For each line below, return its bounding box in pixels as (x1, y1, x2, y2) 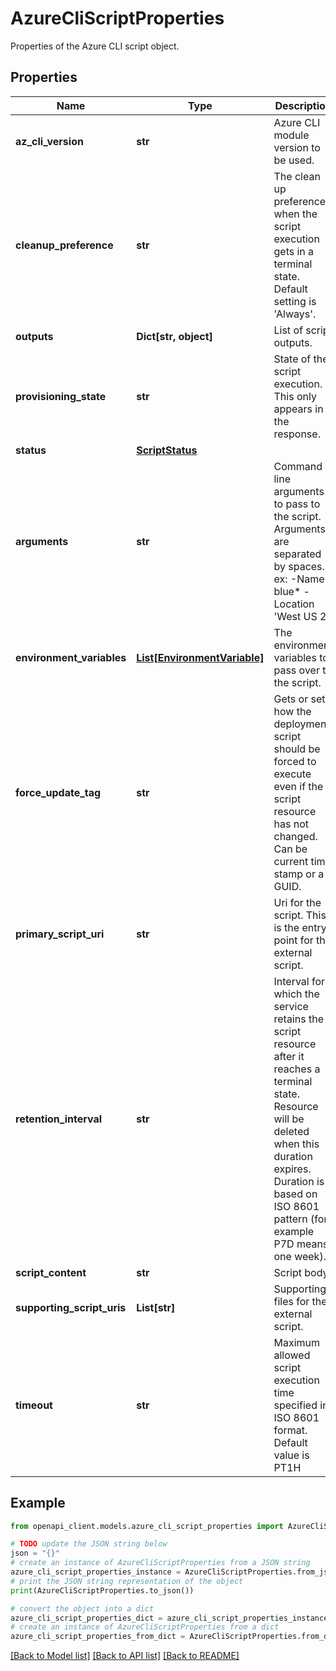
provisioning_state (15, 389, 107, 403)
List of (273, 323, 303, 337)
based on (273, 1187, 318, 1201)
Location (273, 597, 315, 611)
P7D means (273, 1237, 329, 1251)
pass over (273, 663, 320, 677)
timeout (15, 1398, 53, 1412)
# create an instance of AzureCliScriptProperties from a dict (10, 1622, 280, 1632)
